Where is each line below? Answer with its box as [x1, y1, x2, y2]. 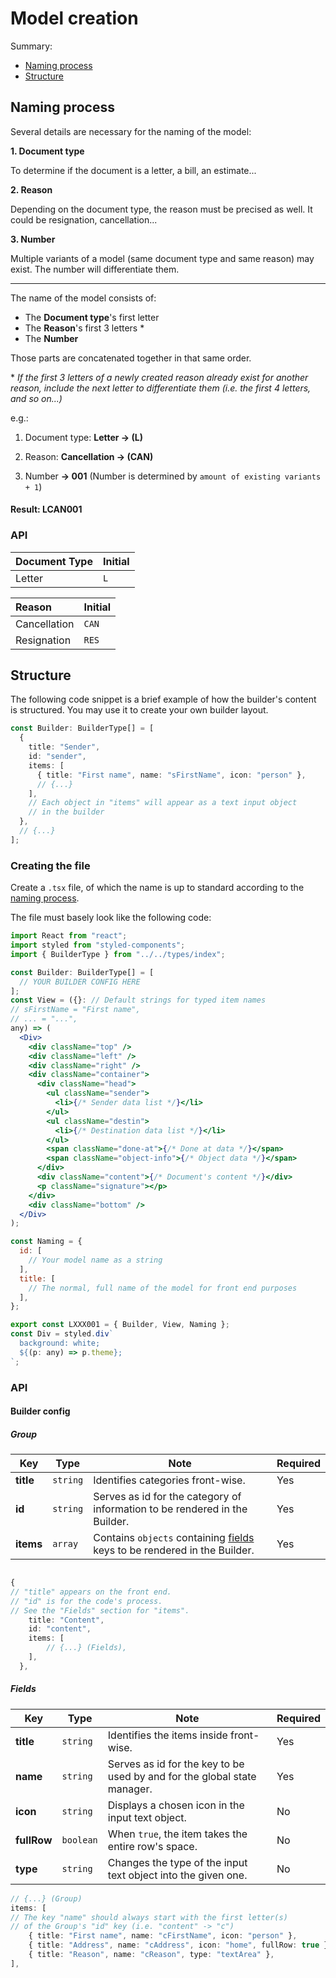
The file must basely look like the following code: [10, 912, 212, 924]
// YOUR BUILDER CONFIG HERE [19, 977, 141, 987]
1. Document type [10, 145, 85, 157]
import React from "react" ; [10, 931, 128, 941]
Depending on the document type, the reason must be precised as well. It [10, 203, 313, 215]
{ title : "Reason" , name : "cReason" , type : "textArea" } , [28, 1950, 275, 1960]
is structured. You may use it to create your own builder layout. [10, 704, 269, 716]
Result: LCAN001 [10, 503, 83, 516]
